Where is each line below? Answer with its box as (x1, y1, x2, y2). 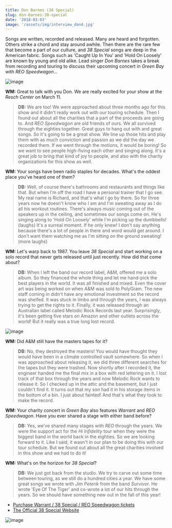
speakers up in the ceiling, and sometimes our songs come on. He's (17, 211, 161, 217)
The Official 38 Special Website (12, 507, 79, 514)
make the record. (17, 398, 54, 404)
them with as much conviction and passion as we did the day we (17, 137, 155, 143)
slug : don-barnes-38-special (5, 12, 68, 17)
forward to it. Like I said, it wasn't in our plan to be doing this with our (17, 439, 164, 445)
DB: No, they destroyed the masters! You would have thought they (17, 348, 158, 354)
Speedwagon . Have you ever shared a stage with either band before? (5, 413, 152, 419)
